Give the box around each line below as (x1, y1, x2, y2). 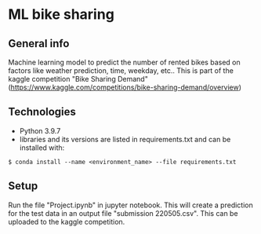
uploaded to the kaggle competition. (8, 217, 125, 226)
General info (8, 37, 70, 50)
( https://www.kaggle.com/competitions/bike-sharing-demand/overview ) (8, 82, 241, 92)
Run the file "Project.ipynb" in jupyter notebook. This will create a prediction (8, 200, 253, 210)
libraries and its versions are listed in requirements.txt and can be (19, 134, 231, 144)
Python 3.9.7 (19, 126, 61, 135)
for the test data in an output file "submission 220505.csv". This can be (8, 208, 238, 218)
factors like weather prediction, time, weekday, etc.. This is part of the (8, 66, 234, 75)
